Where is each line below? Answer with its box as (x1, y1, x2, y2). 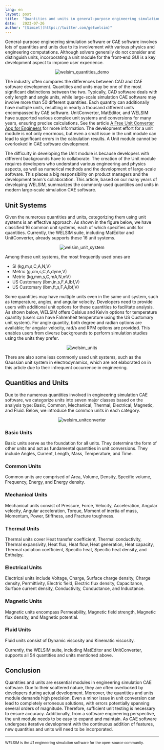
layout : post (5, 12, 32, 17)
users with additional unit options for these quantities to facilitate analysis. (5, 304, 154, 310)
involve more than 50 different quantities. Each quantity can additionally (5, 99, 150, 105)
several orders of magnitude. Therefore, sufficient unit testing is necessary (5, 705, 156, 711)
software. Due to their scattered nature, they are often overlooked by (5, 684, 143, 690)
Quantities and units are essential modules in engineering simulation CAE (5, 679, 152, 685)
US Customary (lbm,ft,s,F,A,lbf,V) (12, 284, 79, 290)
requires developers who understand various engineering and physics (5, 161, 146, 167)
